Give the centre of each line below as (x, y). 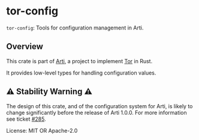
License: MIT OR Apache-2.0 (42, 130)
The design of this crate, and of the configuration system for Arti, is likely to (99, 106)
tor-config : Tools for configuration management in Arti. (75, 28)
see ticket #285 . (26, 119)
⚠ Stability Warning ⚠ (49, 92)
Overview (25, 47)
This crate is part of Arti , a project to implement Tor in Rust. (79, 61)
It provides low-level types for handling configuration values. (81, 73)
